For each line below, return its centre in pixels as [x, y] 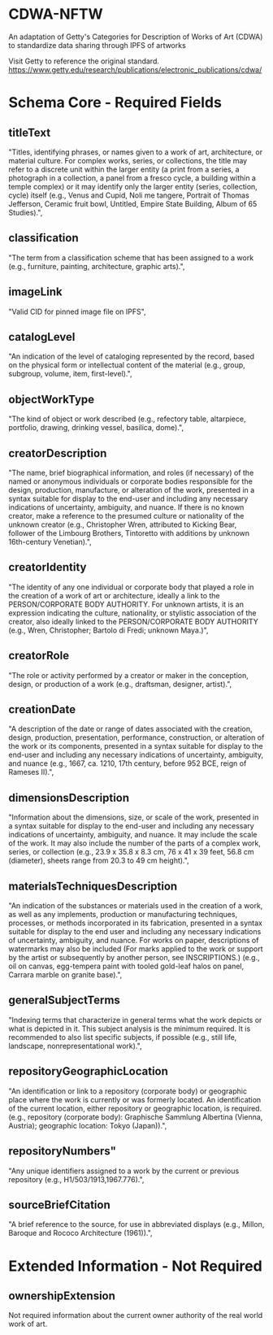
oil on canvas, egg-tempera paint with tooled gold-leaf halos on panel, [126, 966]
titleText [30, 132]
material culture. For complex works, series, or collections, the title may [128, 160]
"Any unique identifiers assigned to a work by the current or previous [124, 1171]
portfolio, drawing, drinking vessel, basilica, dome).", [96, 428]
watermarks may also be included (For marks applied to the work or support [136, 949]
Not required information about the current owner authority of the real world [136, 1315]
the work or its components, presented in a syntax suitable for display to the [136, 746]
